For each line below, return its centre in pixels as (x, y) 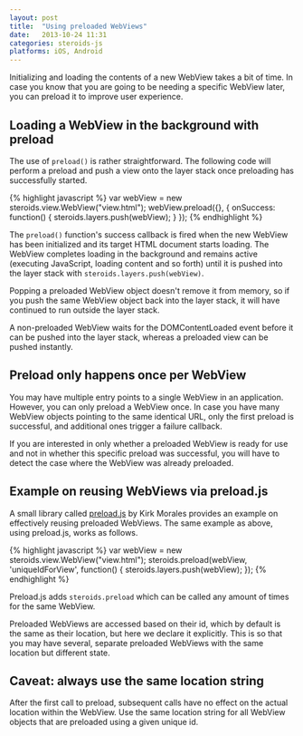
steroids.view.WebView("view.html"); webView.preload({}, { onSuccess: (142, 207)
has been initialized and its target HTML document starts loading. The (139, 244)
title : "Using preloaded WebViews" (78, 26)
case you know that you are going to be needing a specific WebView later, (147, 87)
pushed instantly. (42, 346)
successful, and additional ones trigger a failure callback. (116, 426)
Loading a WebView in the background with (134, 125)
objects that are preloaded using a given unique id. (104, 722)
